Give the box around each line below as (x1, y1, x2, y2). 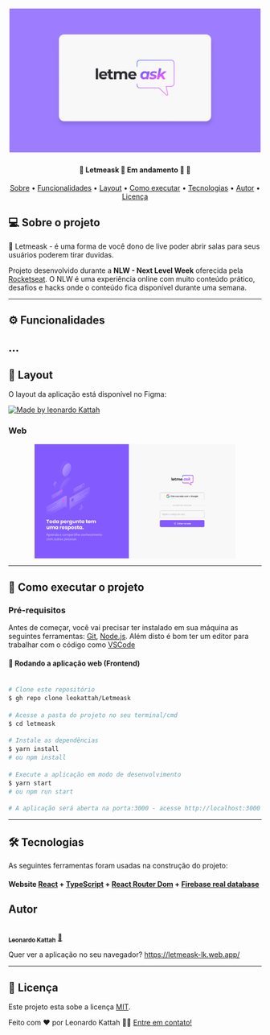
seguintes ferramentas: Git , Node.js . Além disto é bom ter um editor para (8, 632, 249, 641)
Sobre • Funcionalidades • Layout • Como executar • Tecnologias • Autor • (9, 183, 261, 193)
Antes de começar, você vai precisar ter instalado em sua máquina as (8, 623, 239, 633)
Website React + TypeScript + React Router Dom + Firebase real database (8, 879, 260, 889)
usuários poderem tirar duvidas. (8, 249, 114, 259)
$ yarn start (8, 779, 52, 787)
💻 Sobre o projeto (8, 216, 100, 229)
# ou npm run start (8, 787, 74, 796)
